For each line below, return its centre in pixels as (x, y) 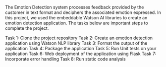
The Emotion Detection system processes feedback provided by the (75, 7)
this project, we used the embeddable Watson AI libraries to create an (76, 18)
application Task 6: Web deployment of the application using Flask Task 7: (81, 54)
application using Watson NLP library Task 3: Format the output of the (76, 43)
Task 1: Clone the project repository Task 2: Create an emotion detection (79, 38)
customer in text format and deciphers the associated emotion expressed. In (83, 12)
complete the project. (27, 28)
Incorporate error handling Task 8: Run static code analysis (65, 59)
